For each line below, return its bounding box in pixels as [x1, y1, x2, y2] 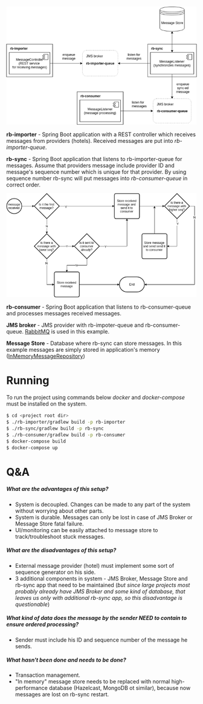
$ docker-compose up [6, 444, 59, 451]
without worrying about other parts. [14, 507, 104, 515]
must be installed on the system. [6, 400, 88, 407]
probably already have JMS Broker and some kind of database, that [14, 588, 185, 595]
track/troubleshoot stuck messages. [14, 533, 105, 540]
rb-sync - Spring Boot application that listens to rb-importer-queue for [6, 156, 182, 163]
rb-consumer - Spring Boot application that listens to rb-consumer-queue [6, 303, 192, 311]
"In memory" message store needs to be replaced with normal [14, 678, 170, 685]
